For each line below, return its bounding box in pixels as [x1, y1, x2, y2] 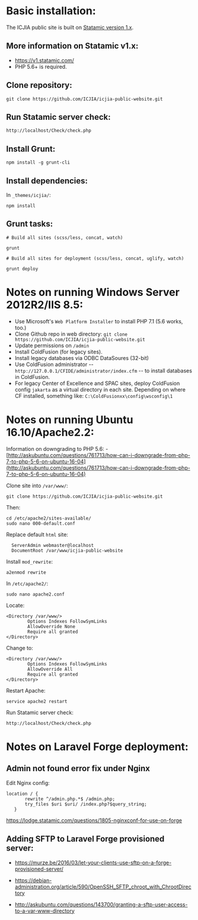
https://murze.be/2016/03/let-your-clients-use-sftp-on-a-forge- [14, 859, 172, 866]
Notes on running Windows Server [6, 286, 180, 299]
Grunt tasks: [6, 219, 53, 229]
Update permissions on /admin [14, 342, 90, 349]
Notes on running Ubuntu [6, 413, 133, 426]
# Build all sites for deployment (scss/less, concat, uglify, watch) [6, 255, 184, 262]
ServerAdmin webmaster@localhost [11, 542, 94, 548]
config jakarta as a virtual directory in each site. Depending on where [14, 386, 186, 393]
